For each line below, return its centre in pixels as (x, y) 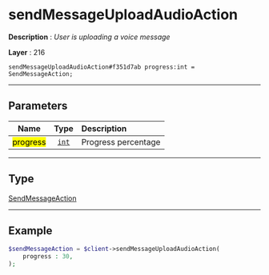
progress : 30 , (48, 257)
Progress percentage (121, 141)
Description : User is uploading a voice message (89, 37)
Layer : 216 (27, 52)
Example (30, 231)
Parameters (38, 106)
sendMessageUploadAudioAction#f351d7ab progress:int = (102, 67)
